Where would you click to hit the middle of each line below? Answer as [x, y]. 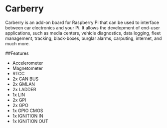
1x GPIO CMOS [28, 111]
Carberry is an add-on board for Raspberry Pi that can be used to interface [82, 22]
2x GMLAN [24, 84]
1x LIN [19, 95]
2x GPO [20, 105]
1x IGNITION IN [28, 116]
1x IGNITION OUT [30, 121]
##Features [17, 53]
